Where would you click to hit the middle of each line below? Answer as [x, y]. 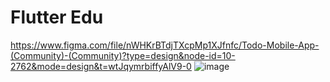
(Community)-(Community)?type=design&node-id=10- [123, 55]
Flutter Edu [57, 17]
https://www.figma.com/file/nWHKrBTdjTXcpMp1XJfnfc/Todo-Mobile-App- [165, 45]
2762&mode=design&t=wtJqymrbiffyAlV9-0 [101, 66]
